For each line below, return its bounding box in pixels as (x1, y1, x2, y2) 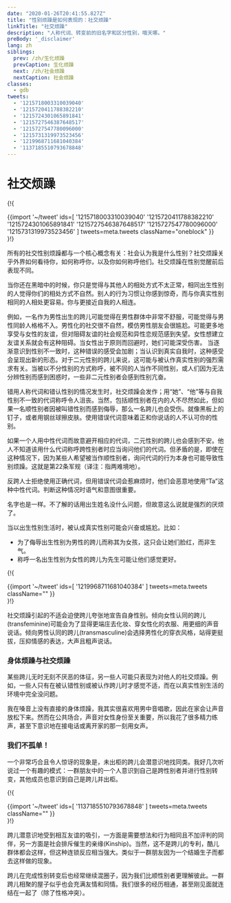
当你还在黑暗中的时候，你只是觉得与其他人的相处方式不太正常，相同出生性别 (7, 280, 224, 289)
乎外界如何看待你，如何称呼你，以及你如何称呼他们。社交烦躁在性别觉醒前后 (7, 257, 224, 266)
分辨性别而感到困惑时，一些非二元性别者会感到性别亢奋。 (7, 372, 170, 381)
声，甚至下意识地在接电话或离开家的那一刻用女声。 (7, 722, 152, 730)
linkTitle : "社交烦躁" (7, 23, 68, 30)
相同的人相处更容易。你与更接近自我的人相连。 (7, 297, 140, 306)
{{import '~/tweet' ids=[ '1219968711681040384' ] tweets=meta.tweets (7, 582, 208, 591)
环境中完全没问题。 (7, 690, 62, 699)
